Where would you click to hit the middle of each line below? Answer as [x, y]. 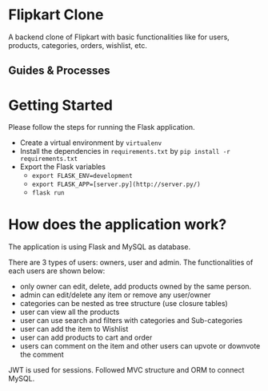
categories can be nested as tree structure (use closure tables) [124, 304]
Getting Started [61, 105]
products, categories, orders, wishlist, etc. [78, 45]
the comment [42, 355]
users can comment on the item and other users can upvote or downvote [140, 346]
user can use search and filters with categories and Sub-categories [131, 320]
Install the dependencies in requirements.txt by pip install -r [125, 151]
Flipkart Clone [56, 15]
